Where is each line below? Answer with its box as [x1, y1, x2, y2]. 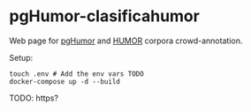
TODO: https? [9, 93, 59, 103]
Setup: [9, 52, 34, 63]
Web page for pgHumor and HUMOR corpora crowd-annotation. [9, 35, 243, 46]
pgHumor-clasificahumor [9, 6, 201, 26]
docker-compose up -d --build [9, 77, 121, 86]
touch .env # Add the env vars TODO [9, 69, 144, 78]
